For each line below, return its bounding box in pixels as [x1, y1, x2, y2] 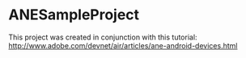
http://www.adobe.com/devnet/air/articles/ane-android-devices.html [8, 40, 238, 50]
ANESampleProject [8, 6, 140, 24]
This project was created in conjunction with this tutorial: [8, 32, 197, 42]
